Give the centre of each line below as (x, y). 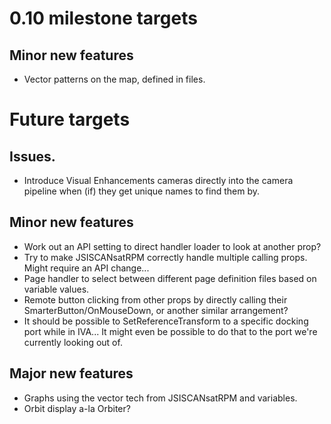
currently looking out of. (73, 342)
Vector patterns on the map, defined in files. (114, 79)
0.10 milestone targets (103, 18)
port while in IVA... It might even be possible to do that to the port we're (170, 331)
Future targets (70, 119)
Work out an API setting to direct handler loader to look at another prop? (172, 246)
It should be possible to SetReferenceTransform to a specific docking (166, 321)
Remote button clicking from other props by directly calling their (155, 299)
